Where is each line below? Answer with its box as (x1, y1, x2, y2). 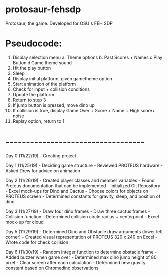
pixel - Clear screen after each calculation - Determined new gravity (5, 259, 146, 265)
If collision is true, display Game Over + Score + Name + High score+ (12, 107, 155, 113)
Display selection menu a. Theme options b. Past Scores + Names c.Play (12, 54, 163, 60)
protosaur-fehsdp (5, 4, 81, 15)
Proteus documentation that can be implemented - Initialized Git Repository (5, 182, 161, 189)
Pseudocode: (5, 38, 62, 49)
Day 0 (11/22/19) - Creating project (5, 152, 77, 159)
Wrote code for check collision (5, 239, 69, 245)
